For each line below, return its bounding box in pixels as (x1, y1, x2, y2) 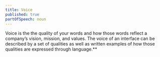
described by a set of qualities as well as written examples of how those (5, 41, 155, 47)
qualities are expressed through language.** (5, 46, 97, 52)
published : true (5, 12, 39, 17)
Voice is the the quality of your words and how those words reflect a (5, 30, 147, 36)
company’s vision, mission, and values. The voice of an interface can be (5, 35, 155, 41)
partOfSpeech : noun (5, 16, 46, 21)
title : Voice (5, 7, 33, 12)
